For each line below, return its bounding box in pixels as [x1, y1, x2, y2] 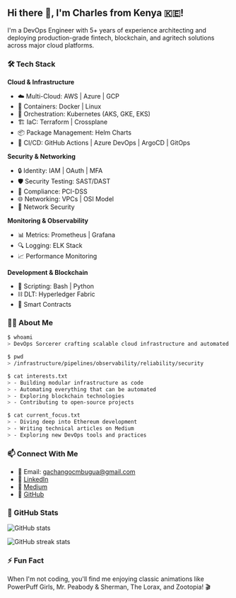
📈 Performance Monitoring [17, 252, 98, 261]
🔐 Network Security [17, 203, 76, 211]
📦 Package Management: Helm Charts [17, 128, 132, 137]
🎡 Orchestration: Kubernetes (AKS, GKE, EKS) [17, 110, 151, 118]
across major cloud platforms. [7, 40, 95, 50]
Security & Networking [7, 152, 76, 161]
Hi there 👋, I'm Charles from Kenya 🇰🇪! [7, 7, 184, 19]
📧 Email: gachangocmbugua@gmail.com [17, 468, 136, 476]
